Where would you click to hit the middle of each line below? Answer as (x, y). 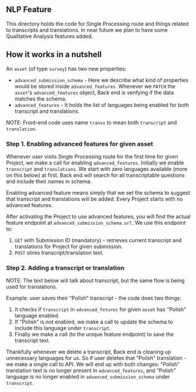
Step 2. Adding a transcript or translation (65, 267)
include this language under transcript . (63, 328)
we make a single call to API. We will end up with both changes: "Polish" (93, 365)
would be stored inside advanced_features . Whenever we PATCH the (95, 86)
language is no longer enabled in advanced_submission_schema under (88, 377)
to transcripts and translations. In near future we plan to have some (87, 30)
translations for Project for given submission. (68, 246)
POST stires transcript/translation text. (59, 252)
